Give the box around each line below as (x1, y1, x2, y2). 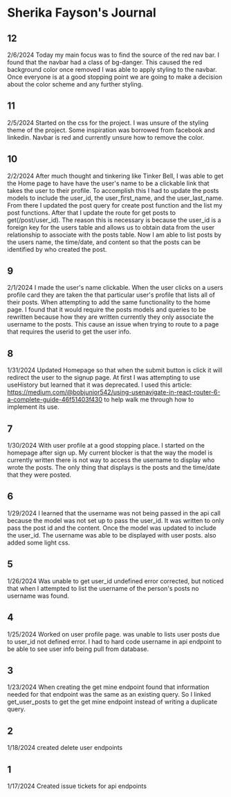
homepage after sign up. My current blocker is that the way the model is (7, 448, 213, 457)
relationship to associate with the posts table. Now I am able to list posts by (7, 230, 222, 239)
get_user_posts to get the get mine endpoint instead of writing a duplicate (7, 697, 218, 706)
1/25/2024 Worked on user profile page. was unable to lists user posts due (7, 630, 220, 638)
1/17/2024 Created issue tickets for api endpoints (7, 782, 147, 790)
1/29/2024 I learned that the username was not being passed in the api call (7, 509, 221, 517)
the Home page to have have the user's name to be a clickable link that (7, 178, 210, 187)
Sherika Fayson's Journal (7, 5, 157, 21)
